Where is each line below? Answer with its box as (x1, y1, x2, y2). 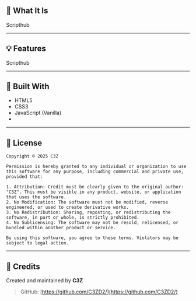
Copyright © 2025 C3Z (6, 153, 59, 159)
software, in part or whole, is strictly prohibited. (6, 215, 140, 220)
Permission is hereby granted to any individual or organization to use (6, 164, 187, 170)
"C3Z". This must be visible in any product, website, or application (6, 189, 181, 195)
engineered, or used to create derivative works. (6, 205, 129, 211)
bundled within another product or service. (6, 225, 116, 231)
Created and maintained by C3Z (6, 277, 83, 284)
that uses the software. (6, 194, 66, 200)
